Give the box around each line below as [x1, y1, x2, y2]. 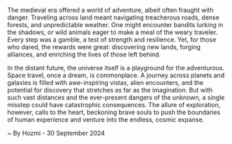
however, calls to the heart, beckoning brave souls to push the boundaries [7, 108, 221, 116]
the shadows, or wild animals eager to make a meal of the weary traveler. [7, 28, 218, 36]
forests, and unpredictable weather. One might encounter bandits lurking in [7, 21, 224, 29]
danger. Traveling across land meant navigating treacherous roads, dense [7, 13, 220, 22]
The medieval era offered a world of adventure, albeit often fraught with [7, 6, 214, 14]
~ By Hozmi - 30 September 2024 [7, 129, 106, 137]
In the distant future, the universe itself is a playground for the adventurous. [7, 64, 225, 72]
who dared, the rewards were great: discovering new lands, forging [7, 43, 201, 51]
